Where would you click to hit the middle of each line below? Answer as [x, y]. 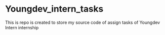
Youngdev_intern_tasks [54, 9]
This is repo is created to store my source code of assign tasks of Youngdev [83, 22]
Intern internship [22, 27]
